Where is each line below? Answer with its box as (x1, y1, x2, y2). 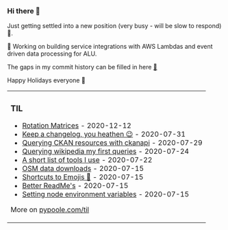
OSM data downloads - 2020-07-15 (22, 164, 144, 174)
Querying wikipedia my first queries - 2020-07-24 (22, 147, 190, 157)
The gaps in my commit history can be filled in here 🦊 (7, 63, 157, 71)
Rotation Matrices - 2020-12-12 (22, 121, 131, 130)
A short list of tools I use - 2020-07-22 (22, 155, 153, 165)
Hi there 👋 (7, 6, 41, 16)
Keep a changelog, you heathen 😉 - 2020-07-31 (22, 130, 186, 139)
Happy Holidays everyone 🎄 (7, 76, 86, 84)
